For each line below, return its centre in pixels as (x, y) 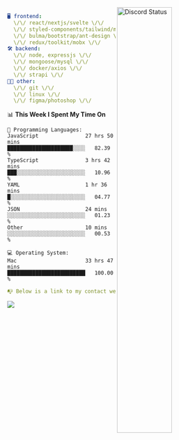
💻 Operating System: (38, 253)
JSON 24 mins (57, 210)
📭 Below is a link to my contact (57, 292)
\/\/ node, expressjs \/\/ (53, 55)
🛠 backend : (24, 49)
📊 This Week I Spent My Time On (56, 115)
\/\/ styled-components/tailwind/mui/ (70, 29)
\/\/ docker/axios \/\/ (48, 68)
